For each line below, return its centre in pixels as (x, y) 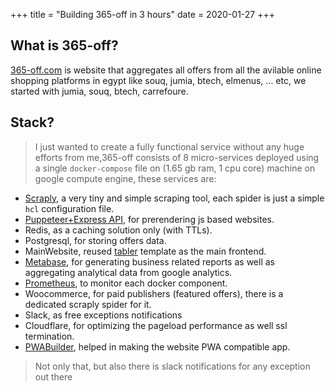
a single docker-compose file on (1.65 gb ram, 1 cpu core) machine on (175, 168)
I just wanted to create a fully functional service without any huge (169, 146)
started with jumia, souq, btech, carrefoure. (99, 91)
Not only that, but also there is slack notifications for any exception (172, 366)
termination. (49, 336)
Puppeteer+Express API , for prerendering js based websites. (149, 219)
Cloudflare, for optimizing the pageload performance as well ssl (156, 325)
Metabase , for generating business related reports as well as (149, 261)
